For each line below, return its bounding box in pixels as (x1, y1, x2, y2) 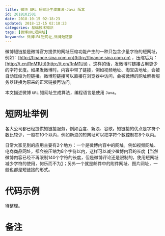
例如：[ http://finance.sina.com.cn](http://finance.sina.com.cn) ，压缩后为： (5, 54, 158, 60)
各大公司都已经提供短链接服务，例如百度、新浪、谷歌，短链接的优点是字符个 (5, 125, 160, 131)
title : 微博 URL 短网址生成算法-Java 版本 (5, 7, 85, 12)
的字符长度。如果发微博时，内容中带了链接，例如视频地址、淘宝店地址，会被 (5, 67, 160, 72)
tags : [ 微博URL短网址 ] (5, 30, 48, 35)
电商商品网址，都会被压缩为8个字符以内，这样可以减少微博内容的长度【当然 (5, 148, 159, 154)
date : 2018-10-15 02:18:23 (5, 16, 60, 21)
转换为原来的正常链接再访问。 (13, 79, 74, 85)
